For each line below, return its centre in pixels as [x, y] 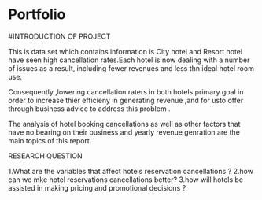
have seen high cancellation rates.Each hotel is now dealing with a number [129, 60]
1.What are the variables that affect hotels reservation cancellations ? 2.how [131, 171]
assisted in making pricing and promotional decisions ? [97, 187]
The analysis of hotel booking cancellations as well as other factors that [124, 124]
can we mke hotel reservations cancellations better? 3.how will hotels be [126, 180]
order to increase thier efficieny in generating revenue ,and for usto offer [126, 100]
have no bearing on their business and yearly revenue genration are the [124, 132]
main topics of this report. [50, 140]
